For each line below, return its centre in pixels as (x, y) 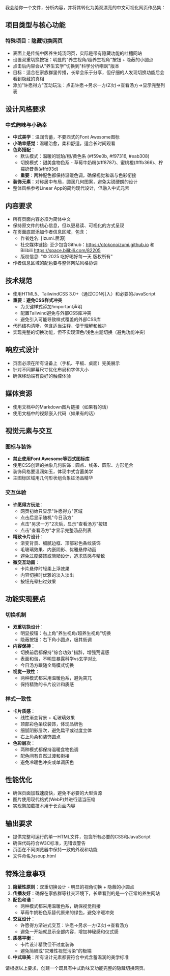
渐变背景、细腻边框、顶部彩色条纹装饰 (60, 543)
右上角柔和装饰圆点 (40, 736)
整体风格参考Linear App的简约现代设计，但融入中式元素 (71, 188)
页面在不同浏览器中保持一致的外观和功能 (55, 850)
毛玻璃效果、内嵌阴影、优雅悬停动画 (58, 549)
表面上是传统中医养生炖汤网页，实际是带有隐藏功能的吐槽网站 (77, 53)
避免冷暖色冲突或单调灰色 (47, 762)
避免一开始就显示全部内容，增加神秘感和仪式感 (69, 932)
